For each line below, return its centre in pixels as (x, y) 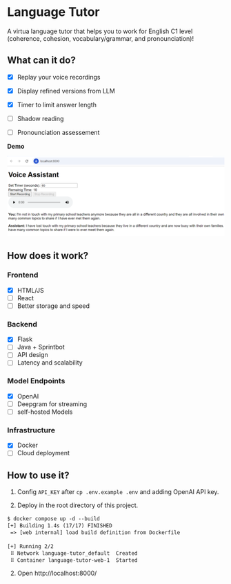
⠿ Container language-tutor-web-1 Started (74, 560)
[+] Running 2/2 (30, 547)
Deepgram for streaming (52, 404)
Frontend (23, 275)
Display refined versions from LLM (66, 91)
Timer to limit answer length (57, 104)
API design (32, 355)
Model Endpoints (36, 381)
